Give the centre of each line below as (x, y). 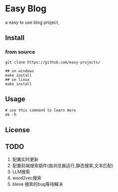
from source (20, 52)
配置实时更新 (25, 159)
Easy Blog (26, 9)
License (18, 130)
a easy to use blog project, (32, 22)
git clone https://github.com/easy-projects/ (53, 62)
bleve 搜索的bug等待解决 (38, 184)
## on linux (17, 80)
